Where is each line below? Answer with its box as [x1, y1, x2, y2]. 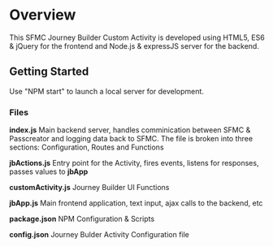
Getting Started [9, 65, 89, 79]
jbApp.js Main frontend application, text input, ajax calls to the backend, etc [9, 198, 263, 208]
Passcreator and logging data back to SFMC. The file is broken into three [9, 134, 253, 144]
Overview [9, 6, 76, 24]
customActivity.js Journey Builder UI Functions [9, 183, 170, 193]
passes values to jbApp [9, 167, 89, 176]
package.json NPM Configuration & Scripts [9, 214, 155, 224]
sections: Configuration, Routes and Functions [9, 142, 165, 152]
